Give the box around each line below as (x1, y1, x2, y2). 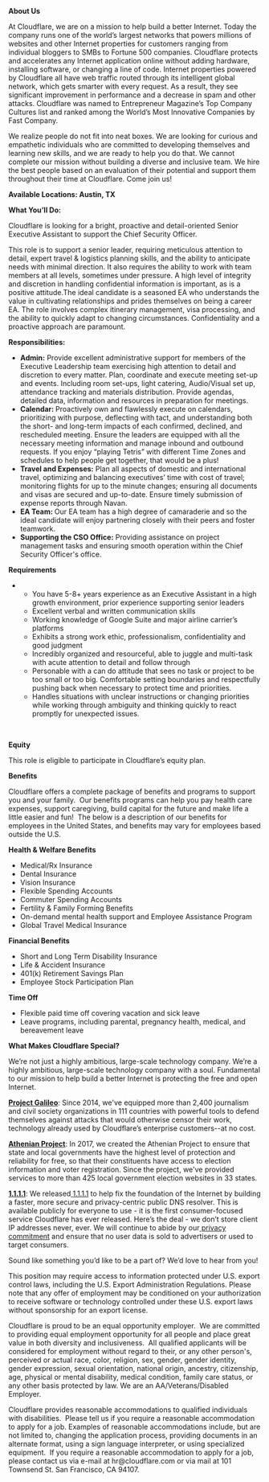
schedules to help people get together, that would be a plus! (19, 456, 219, 465)
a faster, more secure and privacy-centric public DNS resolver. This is (8, 1197, 238, 1207)
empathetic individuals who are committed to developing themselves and (8, 140, 251, 150)
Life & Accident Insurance (19, 960, 106, 970)
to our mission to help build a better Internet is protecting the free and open (8, 1074, 258, 1083)
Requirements (8, 565, 57, 574)
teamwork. (19, 524, 56, 533)
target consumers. (8, 1240, 70, 1250)
